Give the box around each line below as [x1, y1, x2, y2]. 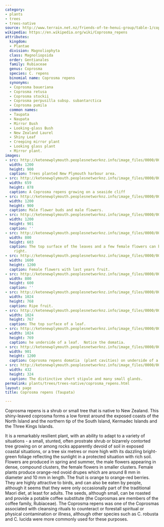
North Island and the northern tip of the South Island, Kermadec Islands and [5, 418, 158, 424]
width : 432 [9, 367, 32, 372]
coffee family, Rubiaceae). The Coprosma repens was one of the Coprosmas [5, 501, 160, 506]
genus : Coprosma [9, 67, 42, 72]
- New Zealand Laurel [9, 130, 54, 135]
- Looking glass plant [9, 144, 56, 149]
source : [5, 25, 21, 30]
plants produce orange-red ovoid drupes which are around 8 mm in [5, 469, 141, 476]
